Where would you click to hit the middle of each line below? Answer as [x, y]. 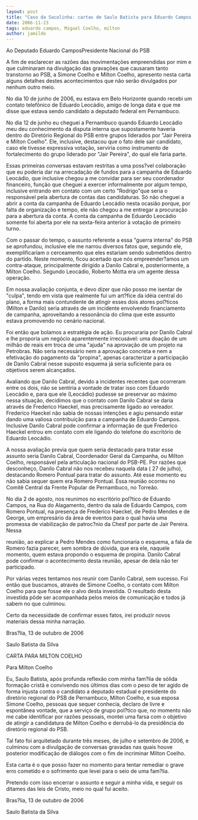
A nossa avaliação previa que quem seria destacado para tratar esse [90, 450]
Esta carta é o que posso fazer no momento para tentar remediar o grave [95, 765]
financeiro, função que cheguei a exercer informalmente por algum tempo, [97, 185]
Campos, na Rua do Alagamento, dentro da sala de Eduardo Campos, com [97, 505]
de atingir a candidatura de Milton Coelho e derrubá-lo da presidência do [95, 723]
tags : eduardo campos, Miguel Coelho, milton [63, 28]
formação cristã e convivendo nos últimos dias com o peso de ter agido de [97, 686]
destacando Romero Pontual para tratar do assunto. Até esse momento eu [96, 475]
